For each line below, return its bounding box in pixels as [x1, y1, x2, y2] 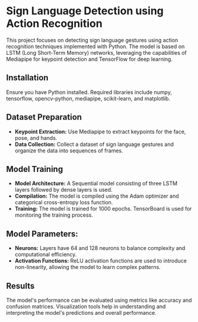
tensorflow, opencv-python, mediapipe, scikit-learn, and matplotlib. [6, 95, 171, 102]
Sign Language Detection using [6, 4, 164, 18]
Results [6, 281, 35, 291]
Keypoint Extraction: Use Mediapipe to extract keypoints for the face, [14, 128, 186, 135]
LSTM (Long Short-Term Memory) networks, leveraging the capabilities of [6, 49, 187, 56]
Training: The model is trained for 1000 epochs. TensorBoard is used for [14, 205, 192, 212]
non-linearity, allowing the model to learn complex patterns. [14, 264, 161, 271]
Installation [6, 73, 49, 83]
